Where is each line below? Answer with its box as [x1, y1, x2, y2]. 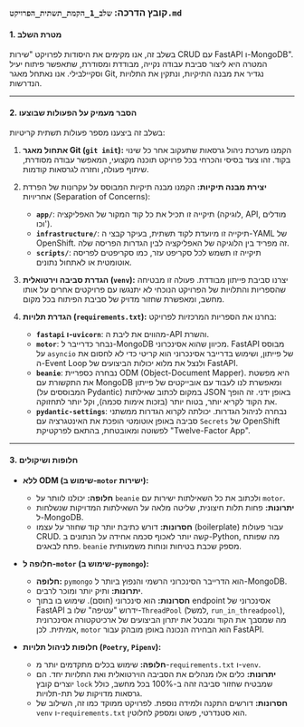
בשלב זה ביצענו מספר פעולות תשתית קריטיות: [9, 127, 166, 138]
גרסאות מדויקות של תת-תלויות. [35, 687, 143, 699]
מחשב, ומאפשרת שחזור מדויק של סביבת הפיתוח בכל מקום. [22, 294, 224, 305]
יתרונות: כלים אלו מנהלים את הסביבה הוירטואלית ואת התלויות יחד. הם [35, 668, 277, 679]
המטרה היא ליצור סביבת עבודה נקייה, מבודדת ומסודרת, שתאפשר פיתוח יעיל [9, 59, 268, 70]
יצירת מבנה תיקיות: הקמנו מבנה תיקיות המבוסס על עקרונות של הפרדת [22, 181, 267, 192]
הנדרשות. [9, 78, 43, 89]
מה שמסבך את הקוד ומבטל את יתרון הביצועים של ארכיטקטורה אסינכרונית [35, 614, 287, 625]
